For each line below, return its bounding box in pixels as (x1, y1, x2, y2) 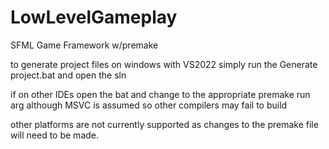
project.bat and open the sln (10, 69, 127, 81)
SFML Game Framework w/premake (10, 39, 159, 51)
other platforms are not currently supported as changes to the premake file (10, 118, 319, 130)
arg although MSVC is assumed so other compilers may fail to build (10, 99, 288, 111)
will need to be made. (10, 129, 100, 141)
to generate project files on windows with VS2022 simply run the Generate (10, 58, 318, 70)
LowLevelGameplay (10, 6, 178, 29)
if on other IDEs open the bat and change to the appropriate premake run (10, 88, 311, 100)
